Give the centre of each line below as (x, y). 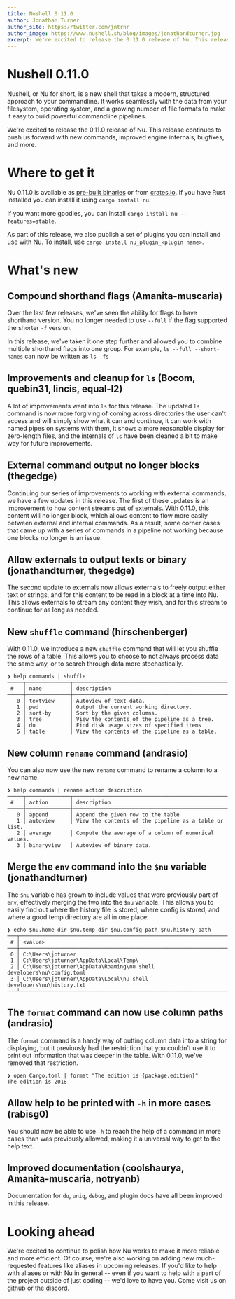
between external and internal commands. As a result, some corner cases (114, 523)
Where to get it (51, 173)
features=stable (31, 221)
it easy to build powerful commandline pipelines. (77, 116)
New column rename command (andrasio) (98, 753)
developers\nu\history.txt (47, 985)
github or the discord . (38, 1288)
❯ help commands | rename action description (74, 790)
